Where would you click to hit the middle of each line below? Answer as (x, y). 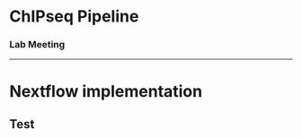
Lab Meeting (37, 45)
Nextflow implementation (106, 91)
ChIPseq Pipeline (74, 17)
